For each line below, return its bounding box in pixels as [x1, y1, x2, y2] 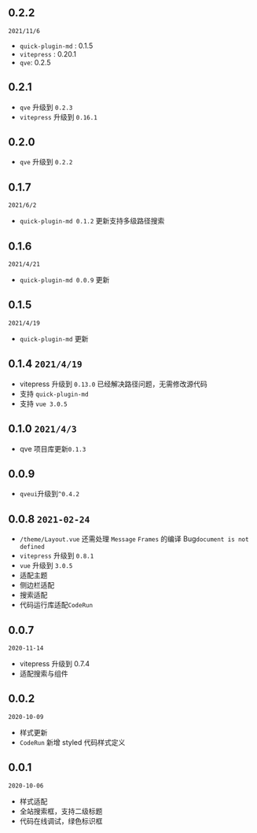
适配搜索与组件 [19, 669, 68, 678]
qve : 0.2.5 [19, 57, 51, 67]
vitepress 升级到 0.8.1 [19, 551, 94, 561]
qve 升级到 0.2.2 [19, 157, 73, 167]
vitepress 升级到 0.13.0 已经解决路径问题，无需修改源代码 [19, 379, 207, 389]
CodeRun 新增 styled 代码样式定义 [19, 737, 126, 746]
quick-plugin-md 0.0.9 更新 [19, 275, 110, 285]
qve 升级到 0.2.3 [19, 102, 73, 112]
